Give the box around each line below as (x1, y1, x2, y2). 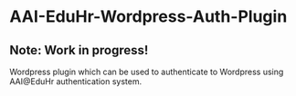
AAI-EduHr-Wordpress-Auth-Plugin (9, 6, 288, 27)
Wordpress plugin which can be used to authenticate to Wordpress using (9, 66, 284, 77)
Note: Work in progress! (9, 43, 149, 58)
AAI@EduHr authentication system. (9, 76, 143, 87)
